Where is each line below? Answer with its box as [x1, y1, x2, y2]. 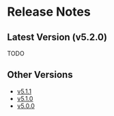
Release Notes [7, 4, 91, 20]
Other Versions [7, 69, 73, 81]
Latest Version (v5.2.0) [7, 31, 108, 43]
